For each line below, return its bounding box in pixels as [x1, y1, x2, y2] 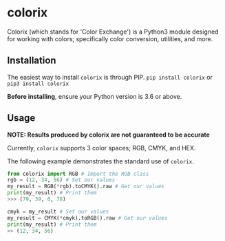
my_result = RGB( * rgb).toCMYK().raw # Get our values [7, 183, 165, 190]
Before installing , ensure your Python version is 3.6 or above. [7, 92, 182, 100]
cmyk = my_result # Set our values [7, 208, 109, 215]
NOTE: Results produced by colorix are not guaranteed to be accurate [7, 130, 210, 139]
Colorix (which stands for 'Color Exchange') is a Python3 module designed [7, 27, 219, 36]
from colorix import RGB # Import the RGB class [7, 170, 149, 177]
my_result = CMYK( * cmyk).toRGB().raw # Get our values [7, 214, 168, 221]
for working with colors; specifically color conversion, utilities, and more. [7, 34, 213, 43]
